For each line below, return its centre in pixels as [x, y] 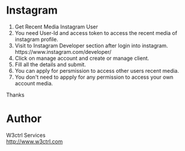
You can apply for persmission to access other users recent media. [97, 70]
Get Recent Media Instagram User [56, 27]
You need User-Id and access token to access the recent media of [96, 33]
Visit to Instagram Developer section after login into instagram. [91, 46]
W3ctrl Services [26, 135]
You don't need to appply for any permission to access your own [94, 77]
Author [24, 119]
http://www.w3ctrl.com [35, 141]
